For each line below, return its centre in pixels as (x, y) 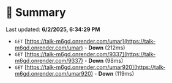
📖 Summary (36, 13)
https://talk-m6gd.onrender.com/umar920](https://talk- (96, 67)
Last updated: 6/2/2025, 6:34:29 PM (53, 29)
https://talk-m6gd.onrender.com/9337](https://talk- (91, 54)
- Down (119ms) (114, 73)
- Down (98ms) (104, 60)
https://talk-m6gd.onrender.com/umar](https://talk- (91, 41)
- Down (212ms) (105, 48)
